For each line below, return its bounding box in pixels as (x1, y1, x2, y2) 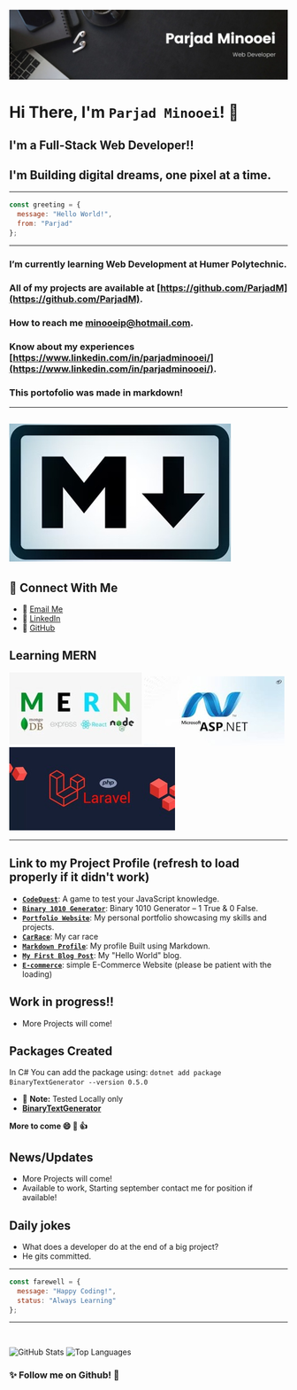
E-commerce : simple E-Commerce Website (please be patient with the (21, 959, 272, 970)
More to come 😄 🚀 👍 (9, 1121, 88, 1131)
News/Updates (9, 1150, 94, 1165)
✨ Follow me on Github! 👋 (9, 1369, 120, 1381)
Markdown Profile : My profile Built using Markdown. (21, 941, 210, 951)
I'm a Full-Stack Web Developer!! (9, 137, 194, 152)
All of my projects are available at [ (9, 281, 161, 293)
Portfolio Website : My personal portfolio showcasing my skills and (21, 912, 267, 923)
